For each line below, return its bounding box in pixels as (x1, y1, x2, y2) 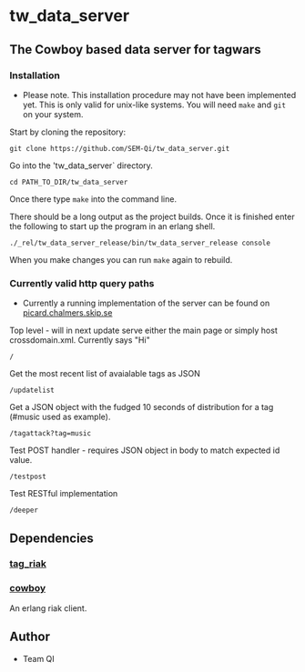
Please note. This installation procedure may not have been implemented (22, 89, 297, 100)
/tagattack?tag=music (9, 429, 92, 438)
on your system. (22, 108, 84, 119)
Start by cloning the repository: (9, 126, 126, 137)
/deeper (9, 506, 39, 515)
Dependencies (9, 530, 94, 546)
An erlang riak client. (9, 602, 87, 614)
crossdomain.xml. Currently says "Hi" (9, 335, 150, 346)
